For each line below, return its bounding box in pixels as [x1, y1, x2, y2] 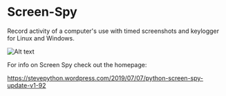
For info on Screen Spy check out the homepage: [7, 60, 147, 69]
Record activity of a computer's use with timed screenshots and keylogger [7, 27, 220, 35]
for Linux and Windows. [7, 34, 75, 42]
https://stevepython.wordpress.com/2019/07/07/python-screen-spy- [7, 73, 204, 82]
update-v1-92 [7, 81, 46, 89]
